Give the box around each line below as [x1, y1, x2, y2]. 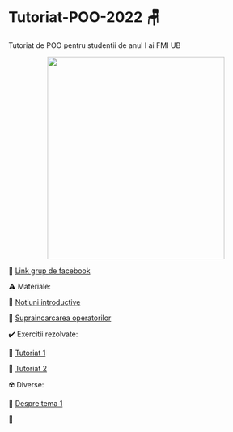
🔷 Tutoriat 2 [8, 363, 47, 373]
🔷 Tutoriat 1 [8, 348, 46, 357]
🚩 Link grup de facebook [8, 266, 91, 276]
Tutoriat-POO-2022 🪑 [8, 8, 160, 27]
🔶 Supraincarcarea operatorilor [8, 313, 112, 323]
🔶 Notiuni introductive [8, 297, 81, 306]
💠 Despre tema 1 [8, 398, 63, 408]
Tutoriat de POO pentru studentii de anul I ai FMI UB [8, 40, 181, 50]
